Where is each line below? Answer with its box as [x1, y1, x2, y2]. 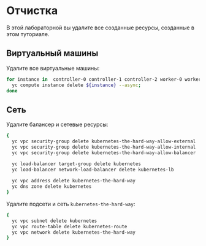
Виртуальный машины [6, 48, 99, 59]
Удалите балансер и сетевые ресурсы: [6, 121, 109, 129]
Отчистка [6, 4, 58, 18]
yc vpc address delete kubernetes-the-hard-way [12, 178, 136, 184]
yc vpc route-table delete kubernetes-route [12, 223, 128, 229]
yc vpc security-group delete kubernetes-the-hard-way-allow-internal [12, 144, 196, 150]
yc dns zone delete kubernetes [12, 184, 92, 190]
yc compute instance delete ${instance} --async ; [12, 82, 141, 88]
